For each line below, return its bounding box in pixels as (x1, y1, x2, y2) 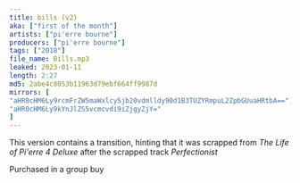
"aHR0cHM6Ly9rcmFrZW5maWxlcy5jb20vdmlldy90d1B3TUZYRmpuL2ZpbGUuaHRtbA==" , (9, 96, 294, 105)
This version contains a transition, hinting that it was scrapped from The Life (9, 137, 289, 148)
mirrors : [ (9, 87, 50, 96)
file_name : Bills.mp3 (9, 54, 90, 63)
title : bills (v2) (9, 12, 78, 22)
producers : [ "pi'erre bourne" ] (9, 37, 126, 47)
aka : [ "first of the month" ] (9, 21, 118, 30)
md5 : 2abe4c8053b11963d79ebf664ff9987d (9, 79, 158, 88)
